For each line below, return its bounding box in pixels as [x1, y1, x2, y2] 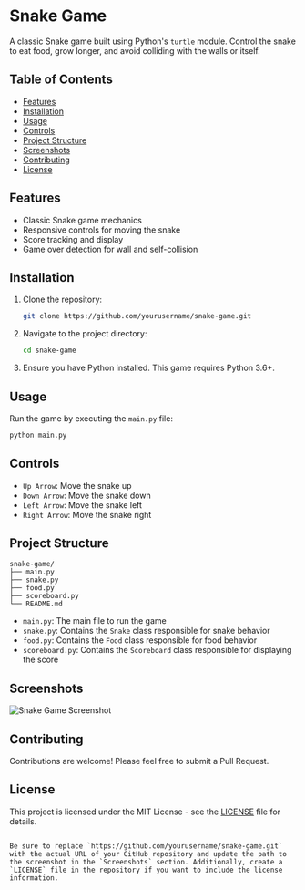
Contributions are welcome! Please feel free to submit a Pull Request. [9, 756, 269, 767]
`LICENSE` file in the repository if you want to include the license [9, 865, 283, 874]
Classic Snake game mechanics [22, 214, 143, 225]
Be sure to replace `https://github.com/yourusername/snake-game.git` [9, 841, 283, 851]
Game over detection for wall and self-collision [22, 243, 198, 254]
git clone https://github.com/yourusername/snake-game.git [22, 312, 252, 321]
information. [9, 873, 59, 883]
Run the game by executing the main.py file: [9, 412, 173, 424]
